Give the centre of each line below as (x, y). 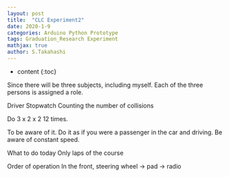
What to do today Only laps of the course (65, 153)
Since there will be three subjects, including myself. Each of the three (105, 85)
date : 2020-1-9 (29, 26)
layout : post (26, 13)
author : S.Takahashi (37, 52)
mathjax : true (28, 45)
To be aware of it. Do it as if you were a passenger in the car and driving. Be (115, 132)
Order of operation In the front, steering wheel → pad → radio (94, 166)
